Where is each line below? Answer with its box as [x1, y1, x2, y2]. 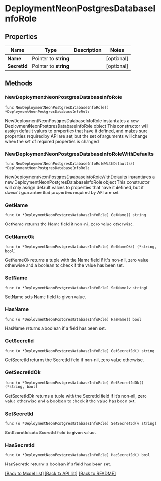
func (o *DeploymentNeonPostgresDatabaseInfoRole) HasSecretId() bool [5, 453, 150, 458]
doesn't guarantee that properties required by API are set [5, 190, 119, 195]
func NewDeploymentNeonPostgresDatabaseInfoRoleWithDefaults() [5, 161, 135, 166]
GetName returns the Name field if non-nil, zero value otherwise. [5, 221, 134, 227]
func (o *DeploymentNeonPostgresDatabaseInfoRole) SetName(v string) [5, 285, 148, 290]
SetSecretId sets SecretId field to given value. [5, 430, 96, 435]
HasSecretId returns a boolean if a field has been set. [5, 461, 111, 467]
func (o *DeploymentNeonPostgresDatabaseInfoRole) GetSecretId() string [5, 349, 155, 353]
